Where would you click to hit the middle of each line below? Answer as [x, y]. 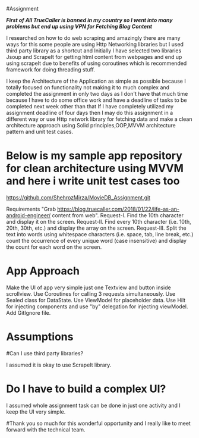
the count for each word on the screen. [54, 247]
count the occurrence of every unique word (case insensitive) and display [97, 240]
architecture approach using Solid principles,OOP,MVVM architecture [91, 125]
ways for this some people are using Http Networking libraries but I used [95, 44]
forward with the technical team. [46, 429]
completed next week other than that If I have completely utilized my [90, 106]
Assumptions [40, 337]
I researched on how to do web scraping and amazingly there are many [93, 38]
